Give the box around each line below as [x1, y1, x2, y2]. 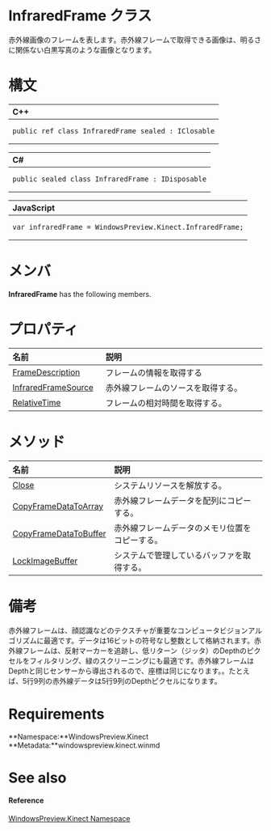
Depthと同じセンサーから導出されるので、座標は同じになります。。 [8, 666, 229, 676]
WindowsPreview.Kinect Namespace [8, 813, 131, 823]
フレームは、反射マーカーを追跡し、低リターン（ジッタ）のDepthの [22, 646, 248, 655]
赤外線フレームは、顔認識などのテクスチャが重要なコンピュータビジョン [8, 625, 248, 635]
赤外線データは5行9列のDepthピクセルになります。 [52, 676, 222, 685]
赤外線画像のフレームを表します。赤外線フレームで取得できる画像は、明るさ [8, 35, 262, 45]
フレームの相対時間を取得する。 [105, 397, 227, 409]
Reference [8, 795, 44, 805]
